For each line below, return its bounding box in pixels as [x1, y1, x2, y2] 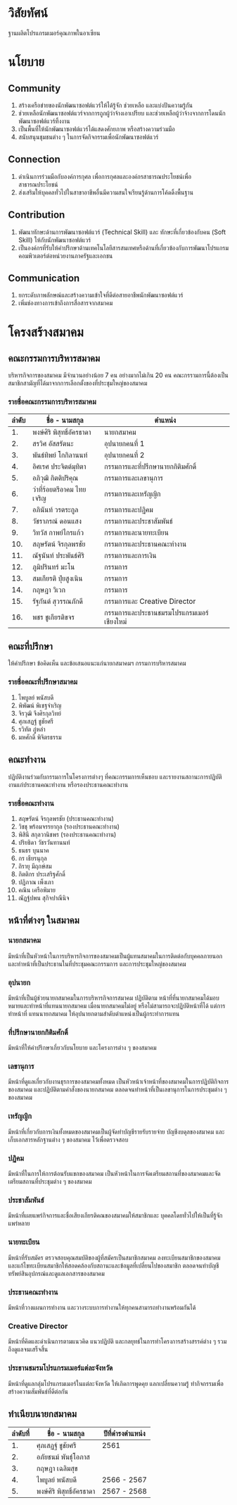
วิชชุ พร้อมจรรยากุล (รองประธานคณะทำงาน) [18, 822, 120, 831]
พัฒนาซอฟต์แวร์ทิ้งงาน [18, 116, 70, 125]
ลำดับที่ [11, 1429, 30, 1439]
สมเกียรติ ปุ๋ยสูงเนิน [32, 573, 83, 583]
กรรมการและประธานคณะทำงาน [103, 539, 187, 549]
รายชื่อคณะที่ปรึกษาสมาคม [8, 677, 78, 687]
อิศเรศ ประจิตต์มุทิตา [32, 462, 87, 471]
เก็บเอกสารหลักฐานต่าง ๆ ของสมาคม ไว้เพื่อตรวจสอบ [8, 1135, 129, 1144]
